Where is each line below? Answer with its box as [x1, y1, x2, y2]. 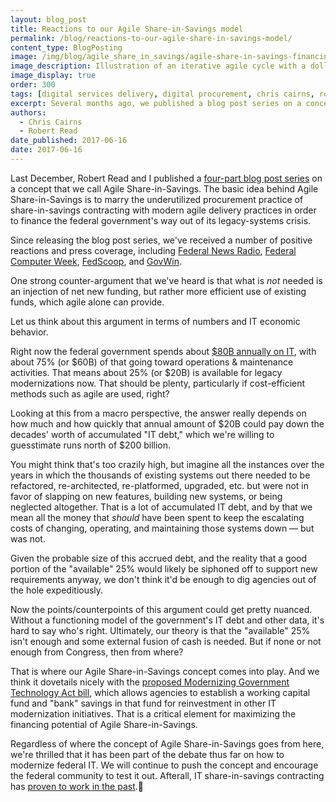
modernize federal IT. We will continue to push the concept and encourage [10, 759, 319, 771]
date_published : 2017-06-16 [10, 136, 128, 146]
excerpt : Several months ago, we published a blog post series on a [10, 98, 302, 108]
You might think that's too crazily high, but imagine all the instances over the [10, 458, 325, 470]
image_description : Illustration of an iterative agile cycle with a [10, 61, 307, 71]
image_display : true [10, 71, 97, 81]
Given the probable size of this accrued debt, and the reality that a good [10, 552, 308, 564]
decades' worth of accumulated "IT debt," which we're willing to [10, 428, 275, 440]
